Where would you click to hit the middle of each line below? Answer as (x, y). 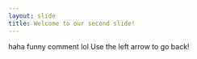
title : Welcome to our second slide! (72, 23)
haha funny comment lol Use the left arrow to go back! (99, 46)
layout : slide (32, 16)
